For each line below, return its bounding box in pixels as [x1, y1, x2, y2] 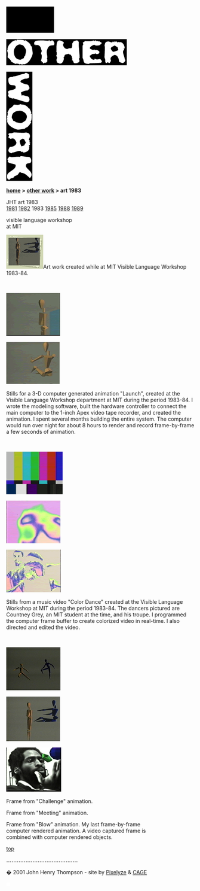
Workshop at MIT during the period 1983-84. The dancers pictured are [6, 605, 180, 612]
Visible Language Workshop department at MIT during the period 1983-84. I [6, 396, 193, 403]
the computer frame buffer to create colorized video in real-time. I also [6, 618, 180, 624]
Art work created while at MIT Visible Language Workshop [43, 263, 187, 270]
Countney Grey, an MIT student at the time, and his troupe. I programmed [6, 611, 187, 618]
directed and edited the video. [6, 624, 81, 631]
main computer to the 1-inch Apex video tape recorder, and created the [6, 409, 181, 416]
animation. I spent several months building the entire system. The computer [6, 415, 192, 422]
